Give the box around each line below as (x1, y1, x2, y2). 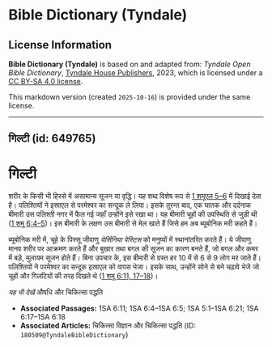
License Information (8, 38, 112, 52)
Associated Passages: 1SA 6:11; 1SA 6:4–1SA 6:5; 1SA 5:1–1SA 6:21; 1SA (19, 303, 259, 313)
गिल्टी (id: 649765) (8, 132, 96, 146)
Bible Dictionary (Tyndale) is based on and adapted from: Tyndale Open (8, 59, 251, 69)
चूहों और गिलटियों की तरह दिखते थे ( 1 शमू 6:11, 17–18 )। (8, 271, 159, 281)
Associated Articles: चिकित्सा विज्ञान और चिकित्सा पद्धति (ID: (19, 321, 197, 331)
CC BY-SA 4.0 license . (8, 77, 83, 86)
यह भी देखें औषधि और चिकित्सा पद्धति (8, 287, 104, 297)
